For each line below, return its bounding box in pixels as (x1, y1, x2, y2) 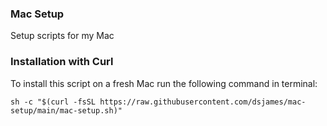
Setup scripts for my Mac (10, 30, 115, 42)
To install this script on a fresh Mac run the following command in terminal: (10, 77, 318, 89)
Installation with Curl (10, 55, 114, 69)
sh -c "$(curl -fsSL (10, 97, 97, 107)
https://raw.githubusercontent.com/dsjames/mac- (99, 97, 307, 107)
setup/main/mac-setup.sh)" (10, 105, 123, 116)
